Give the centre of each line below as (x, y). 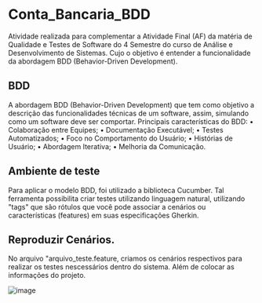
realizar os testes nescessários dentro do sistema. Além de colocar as (122, 267)
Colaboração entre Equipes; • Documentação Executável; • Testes (116, 130)
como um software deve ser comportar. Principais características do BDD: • (131, 121)
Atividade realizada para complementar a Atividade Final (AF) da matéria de (130, 36)
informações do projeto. (47, 276)
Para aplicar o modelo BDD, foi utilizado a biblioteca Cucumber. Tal (116, 190)
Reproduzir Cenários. (62, 240)
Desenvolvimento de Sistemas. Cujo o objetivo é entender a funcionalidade (129, 53)
